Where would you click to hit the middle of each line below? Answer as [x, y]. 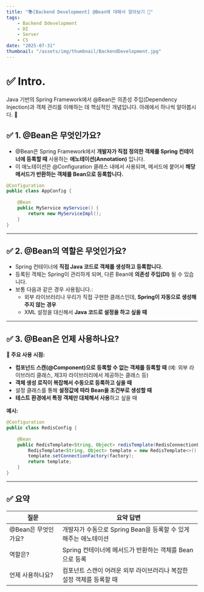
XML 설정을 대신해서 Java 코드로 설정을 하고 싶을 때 [86, 312]
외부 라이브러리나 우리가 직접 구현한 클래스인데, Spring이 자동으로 [102, 297]
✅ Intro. [26, 81]
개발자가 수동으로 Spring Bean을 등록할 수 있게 [126, 530]
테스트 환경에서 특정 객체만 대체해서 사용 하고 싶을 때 [76, 398]
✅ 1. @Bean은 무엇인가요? [54, 136]
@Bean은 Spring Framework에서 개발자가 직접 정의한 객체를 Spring [96, 151]
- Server [28, 35]
